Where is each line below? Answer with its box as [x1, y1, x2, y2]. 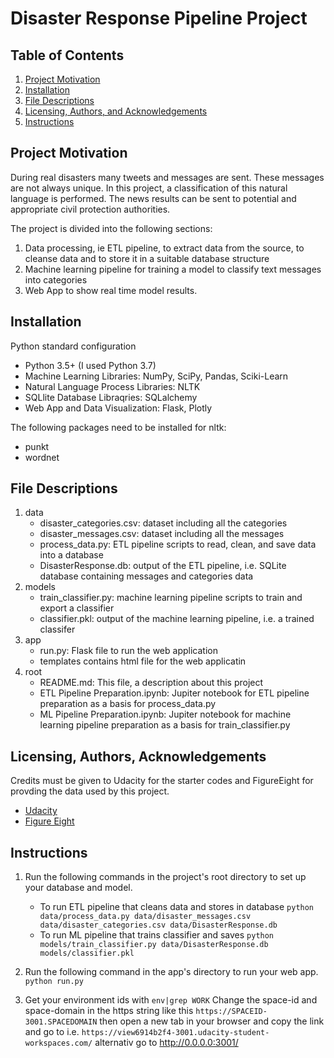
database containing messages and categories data [39, 570, 254, 582]
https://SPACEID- [195, 1007, 268, 1017]
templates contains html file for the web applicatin [39, 655, 247, 667]
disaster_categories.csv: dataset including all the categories [39, 517, 288, 529]
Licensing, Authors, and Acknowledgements [24, 105, 208, 117]
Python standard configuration [10, 340, 137, 352]
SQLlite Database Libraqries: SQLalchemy [24, 391, 198, 403]
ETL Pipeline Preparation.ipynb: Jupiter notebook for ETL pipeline [39, 687, 310, 699]
